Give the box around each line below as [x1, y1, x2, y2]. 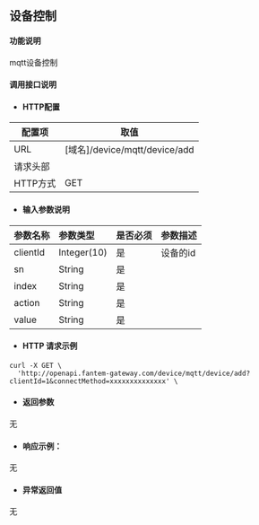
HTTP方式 [13, 178, 56, 190]
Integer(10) [58, 246, 108, 258]
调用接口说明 [9, 79, 56, 90]
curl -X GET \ [9, 361, 63, 370]
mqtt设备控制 [9, 57, 58, 67]
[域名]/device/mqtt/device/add [64, 144, 194, 156]
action [13, 296, 40, 309]
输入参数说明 [22, 204, 70, 214]
